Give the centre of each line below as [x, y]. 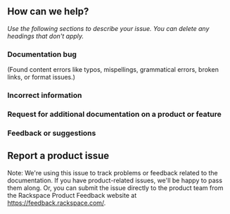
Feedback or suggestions [52, 133]
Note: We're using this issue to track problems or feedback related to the [113, 172]
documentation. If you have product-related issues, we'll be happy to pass [115, 180]
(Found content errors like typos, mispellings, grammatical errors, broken [113, 70]
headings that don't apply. [46, 36]
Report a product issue [58, 156]
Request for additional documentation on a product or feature [114, 114]
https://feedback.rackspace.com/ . [57, 203]
